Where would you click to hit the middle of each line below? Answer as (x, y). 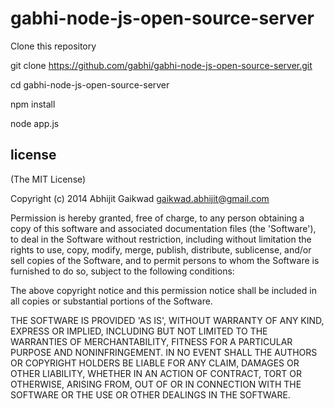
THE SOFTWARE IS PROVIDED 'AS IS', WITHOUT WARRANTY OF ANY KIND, (167, 320)
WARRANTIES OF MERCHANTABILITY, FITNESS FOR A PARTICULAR (151, 341)
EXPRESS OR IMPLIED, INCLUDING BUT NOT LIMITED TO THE (139, 331)
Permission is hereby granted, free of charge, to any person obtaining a (157, 218)
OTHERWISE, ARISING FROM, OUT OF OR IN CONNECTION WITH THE (156, 384)
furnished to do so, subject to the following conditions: (122, 271)
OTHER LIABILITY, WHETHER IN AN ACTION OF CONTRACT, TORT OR (156, 373)
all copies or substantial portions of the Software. (111, 301)
